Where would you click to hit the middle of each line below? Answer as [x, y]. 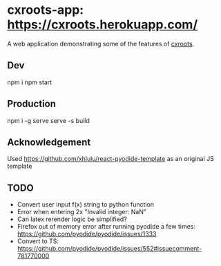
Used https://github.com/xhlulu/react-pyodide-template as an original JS [110, 159]
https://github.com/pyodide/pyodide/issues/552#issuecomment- [109, 249]
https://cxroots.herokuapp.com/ [103, 25]
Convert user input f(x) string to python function [85, 205]
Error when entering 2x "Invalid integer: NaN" [82, 212]
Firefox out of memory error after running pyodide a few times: [106, 227]
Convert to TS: [38, 241]
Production [32, 104]
